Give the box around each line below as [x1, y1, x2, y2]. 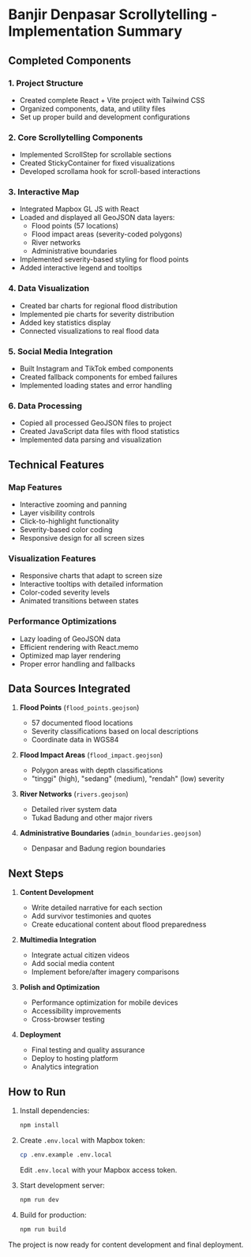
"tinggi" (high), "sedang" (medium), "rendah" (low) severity [31, 774, 225, 783]
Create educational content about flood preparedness [31, 919, 207, 930]
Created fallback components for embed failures [19, 372, 178, 382]
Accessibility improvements [31, 1006, 122, 1016]
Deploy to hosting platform [31, 1054, 118, 1063]
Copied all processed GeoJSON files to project [19, 418, 172, 428]
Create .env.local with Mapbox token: [19, 1135, 145, 1145]
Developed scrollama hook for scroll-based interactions [19, 167, 201, 176]
